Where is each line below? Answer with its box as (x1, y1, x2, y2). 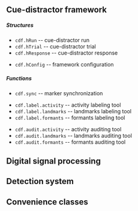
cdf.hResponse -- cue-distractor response (14, 49, 118, 56)
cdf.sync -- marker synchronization (14, 90, 103, 97)
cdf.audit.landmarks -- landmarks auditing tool (14, 132, 132, 140)
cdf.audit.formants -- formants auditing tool (14, 138, 126, 146)
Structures (6, 21, 34, 29)
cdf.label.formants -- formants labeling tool (14, 114, 125, 122)
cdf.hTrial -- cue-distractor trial (14, 43, 96, 50)
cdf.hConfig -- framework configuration (14, 61, 114, 68)
